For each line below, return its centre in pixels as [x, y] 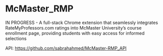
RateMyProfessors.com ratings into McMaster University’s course [73, 27]
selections [16, 38]
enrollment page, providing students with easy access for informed [75, 33]
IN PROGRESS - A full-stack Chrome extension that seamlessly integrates [82, 22]
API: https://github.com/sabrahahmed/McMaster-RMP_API [66, 48]
